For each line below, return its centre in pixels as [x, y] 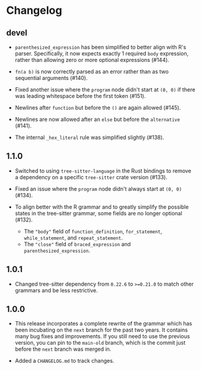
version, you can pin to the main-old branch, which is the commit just [100, 343]
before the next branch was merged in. [63, 349]
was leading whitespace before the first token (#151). [80, 96]
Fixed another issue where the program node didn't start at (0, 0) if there [105, 90]
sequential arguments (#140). [51, 78]
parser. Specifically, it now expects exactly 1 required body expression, [102, 54]
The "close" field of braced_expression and [77, 244]
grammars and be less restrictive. [56, 290]
